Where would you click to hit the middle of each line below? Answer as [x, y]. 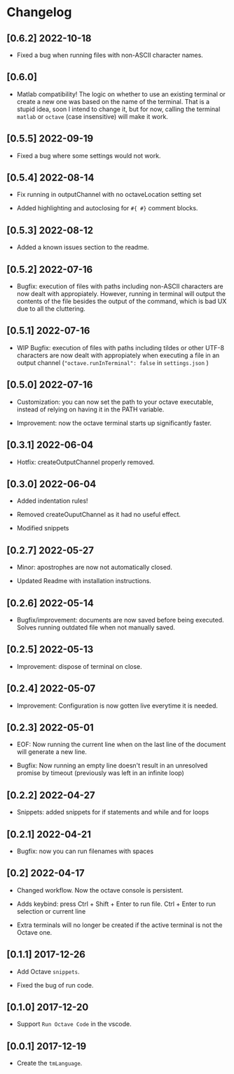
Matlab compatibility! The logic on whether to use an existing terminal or [121, 94]
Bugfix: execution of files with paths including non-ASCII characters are [120, 286]
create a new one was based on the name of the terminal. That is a [113, 101]
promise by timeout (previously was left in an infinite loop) [101, 773]
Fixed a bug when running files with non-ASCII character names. [110, 55]
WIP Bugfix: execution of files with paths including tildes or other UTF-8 [121, 347]
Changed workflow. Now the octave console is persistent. [100, 890]
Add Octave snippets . [48, 971]
